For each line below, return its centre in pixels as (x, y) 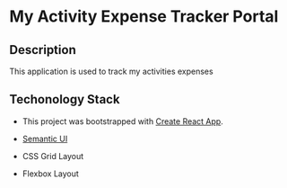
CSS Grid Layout (53, 156)
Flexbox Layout (50, 174)
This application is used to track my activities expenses (111, 71)
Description (43, 50)
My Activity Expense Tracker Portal (144, 17)
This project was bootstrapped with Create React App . (123, 121)
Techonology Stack (65, 99)
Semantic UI (45, 139)
